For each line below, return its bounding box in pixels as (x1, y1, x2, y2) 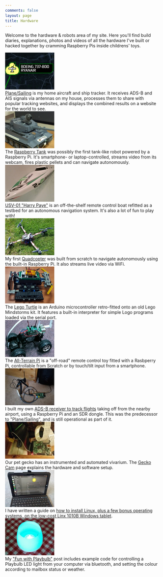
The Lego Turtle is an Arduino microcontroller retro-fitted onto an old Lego (5, 304, 156, 310)
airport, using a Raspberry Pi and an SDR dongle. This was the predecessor (5, 411, 158, 417)
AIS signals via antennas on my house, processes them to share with (5, 95, 144, 101)
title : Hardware (5, 18, 38, 23)
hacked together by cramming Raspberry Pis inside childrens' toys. (5, 43, 141, 49)
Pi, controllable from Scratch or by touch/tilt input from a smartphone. (5, 363, 146, 369)
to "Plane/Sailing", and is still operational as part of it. (5, 416, 112, 423)
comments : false (5, 8, 38, 13)
